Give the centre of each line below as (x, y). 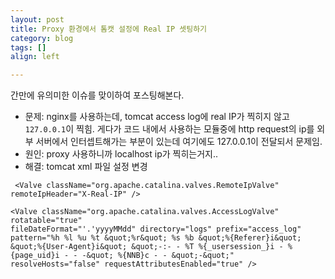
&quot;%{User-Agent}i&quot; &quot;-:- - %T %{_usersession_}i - (147, 247)
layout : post (37, 19)
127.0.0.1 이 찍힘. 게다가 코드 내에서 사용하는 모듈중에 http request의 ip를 (169, 129)
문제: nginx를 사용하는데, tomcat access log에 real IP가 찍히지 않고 (157, 117)
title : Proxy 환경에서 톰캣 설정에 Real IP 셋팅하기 (109, 29)
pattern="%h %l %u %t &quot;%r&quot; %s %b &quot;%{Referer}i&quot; (156, 238)
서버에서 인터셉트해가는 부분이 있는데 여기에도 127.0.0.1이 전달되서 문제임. (179, 142)
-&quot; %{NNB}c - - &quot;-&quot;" (158, 256)
